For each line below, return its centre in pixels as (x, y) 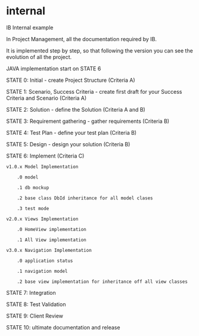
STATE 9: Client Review (35, 316)
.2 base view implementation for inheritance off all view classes (102, 282)
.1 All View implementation (52, 240)
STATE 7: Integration (31, 292)
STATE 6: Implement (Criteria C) (45, 156)
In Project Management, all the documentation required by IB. (81, 39)
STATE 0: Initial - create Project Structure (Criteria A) (71, 80)
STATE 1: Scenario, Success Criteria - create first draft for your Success (94, 91)
